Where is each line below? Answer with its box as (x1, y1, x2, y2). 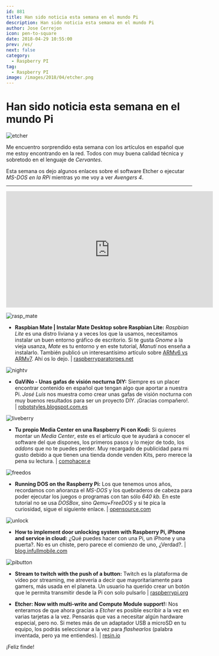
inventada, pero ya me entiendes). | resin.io (14, 632, 120, 639)
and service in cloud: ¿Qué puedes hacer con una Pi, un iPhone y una (14, 535, 186, 542)
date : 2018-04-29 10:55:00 (6, 36, 73, 42)
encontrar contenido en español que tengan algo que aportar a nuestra (14, 385, 188, 392)
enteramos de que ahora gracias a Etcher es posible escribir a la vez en (14, 607, 189, 614)
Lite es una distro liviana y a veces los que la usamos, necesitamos (14, 330, 178, 337)
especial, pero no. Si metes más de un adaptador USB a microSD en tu (14, 619, 187, 626)
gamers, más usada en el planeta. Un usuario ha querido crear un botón (14, 583, 190, 590)
